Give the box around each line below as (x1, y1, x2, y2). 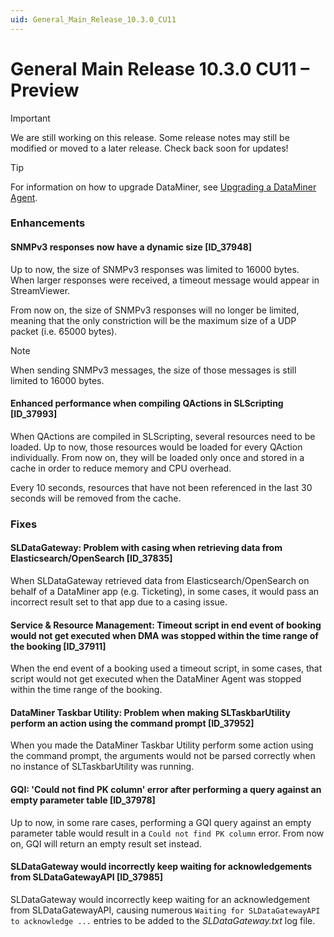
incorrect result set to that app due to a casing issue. (10, 596, 228, 608)
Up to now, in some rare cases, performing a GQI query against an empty (10, 816, 312, 828)
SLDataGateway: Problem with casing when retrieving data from (10, 542, 283, 554)
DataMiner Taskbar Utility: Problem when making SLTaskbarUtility (10, 706, 291, 718)
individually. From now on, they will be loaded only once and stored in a (10, 451, 305, 463)
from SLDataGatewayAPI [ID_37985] (10, 871, 164, 883)
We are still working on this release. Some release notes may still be (10, 131, 290, 143)
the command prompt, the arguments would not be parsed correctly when (10, 750, 316, 762)
